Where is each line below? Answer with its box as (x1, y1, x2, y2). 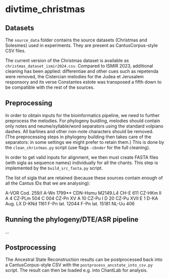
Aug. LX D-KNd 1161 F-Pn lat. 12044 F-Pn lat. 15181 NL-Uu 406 (5, 200, 135, 206)
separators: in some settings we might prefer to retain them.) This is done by (5, 139, 164, 145)
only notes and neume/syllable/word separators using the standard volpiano (5, 123, 164, 129)
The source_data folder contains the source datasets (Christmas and (5, 37, 147, 43)
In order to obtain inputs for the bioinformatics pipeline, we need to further (5, 112, 160, 118)
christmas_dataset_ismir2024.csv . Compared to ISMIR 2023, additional (5, 63, 153, 69)
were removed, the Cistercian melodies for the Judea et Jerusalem (5, 74, 144, 79)
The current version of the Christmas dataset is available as (5, 58, 129, 64)
